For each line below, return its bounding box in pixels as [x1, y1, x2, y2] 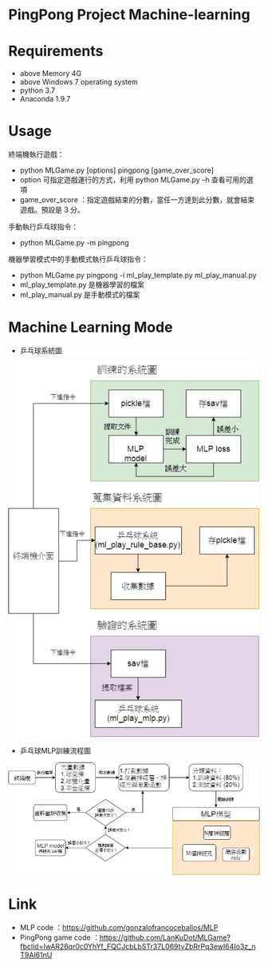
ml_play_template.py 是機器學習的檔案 [19, 280, 145, 289]
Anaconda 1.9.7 [19, 94, 71, 104]
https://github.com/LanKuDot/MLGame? [99, 933, 231, 942]
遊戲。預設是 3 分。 [19, 205, 85, 215]
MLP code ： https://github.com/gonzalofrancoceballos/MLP [19, 923, 219, 933]
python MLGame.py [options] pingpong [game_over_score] [19, 165, 214, 175]
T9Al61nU [19, 950, 53, 960]
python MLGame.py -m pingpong [19, 238, 129, 248]
